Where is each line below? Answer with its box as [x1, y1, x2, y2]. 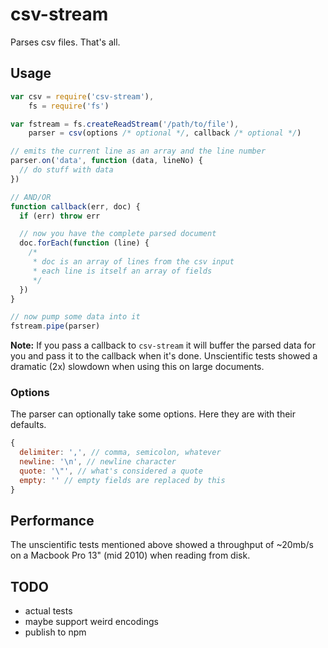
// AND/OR [10, 192, 52, 202]
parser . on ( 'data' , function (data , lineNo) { [10, 156, 203, 166]
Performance [10, 513, 95, 530]
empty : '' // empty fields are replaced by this [19, 475, 226, 485]
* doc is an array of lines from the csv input [32, 257, 235, 267]
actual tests [24, 605, 73, 617]
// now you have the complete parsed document [19, 229, 217, 239]
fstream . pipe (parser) [10, 321, 101, 332]
